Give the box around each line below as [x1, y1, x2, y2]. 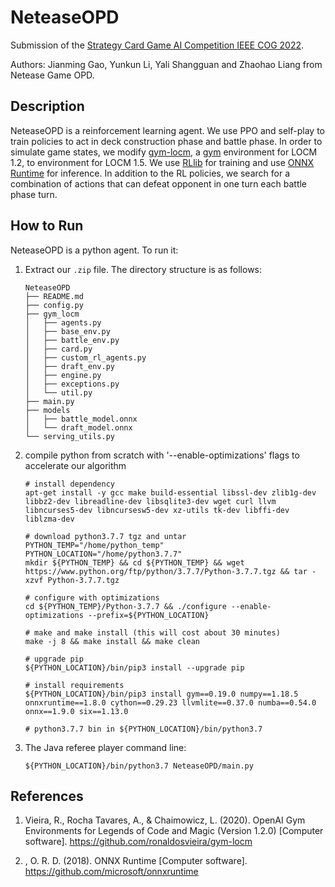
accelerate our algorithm [24, 459, 127, 471]
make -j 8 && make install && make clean [24, 636, 200, 646]
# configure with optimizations [24, 592, 160, 603]
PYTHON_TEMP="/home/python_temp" [24, 540, 165, 550]
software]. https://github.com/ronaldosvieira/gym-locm [24, 836, 253, 848]
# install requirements [24, 680, 125, 690]
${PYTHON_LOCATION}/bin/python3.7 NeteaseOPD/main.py [24, 761, 254, 771]
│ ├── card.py [24, 344, 93, 354]
